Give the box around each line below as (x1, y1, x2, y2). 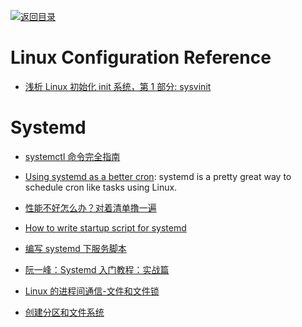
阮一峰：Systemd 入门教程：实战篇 (24, 263, 170, 275)
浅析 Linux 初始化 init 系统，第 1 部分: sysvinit (24, 80, 212, 92)
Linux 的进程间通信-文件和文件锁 (24, 285, 160, 297)
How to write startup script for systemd (24, 221, 187, 234)
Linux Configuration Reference (10, 46, 272, 69)
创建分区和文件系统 (24, 306, 105, 318)
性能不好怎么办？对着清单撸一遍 (24, 201, 157, 214)
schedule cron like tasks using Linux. (24, 181, 178, 193)
